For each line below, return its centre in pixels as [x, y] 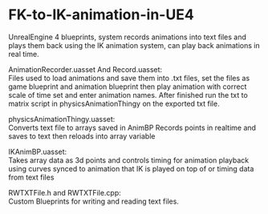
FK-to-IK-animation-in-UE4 [101, 15]
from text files [31, 177]
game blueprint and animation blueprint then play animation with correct [128, 87]
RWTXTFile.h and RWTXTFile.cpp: [65, 192]
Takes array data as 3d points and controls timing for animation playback [129, 160]
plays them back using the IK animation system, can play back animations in [134, 45]
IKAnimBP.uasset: [38, 151]
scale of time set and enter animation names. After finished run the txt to [128, 95]
